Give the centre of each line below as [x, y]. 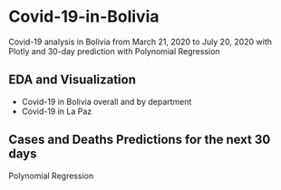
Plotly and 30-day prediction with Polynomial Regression [114, 51]
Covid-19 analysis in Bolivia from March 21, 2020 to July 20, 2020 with [140, 42]
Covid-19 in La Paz [57, 111]
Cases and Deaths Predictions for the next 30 [140, 140]
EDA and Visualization [73, 80]
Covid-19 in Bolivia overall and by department [107, 101]
